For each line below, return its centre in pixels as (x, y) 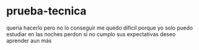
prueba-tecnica (46, 11)
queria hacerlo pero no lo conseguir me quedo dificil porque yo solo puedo (100, 28)
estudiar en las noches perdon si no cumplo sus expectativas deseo (91, 34)
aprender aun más (29, 40)
